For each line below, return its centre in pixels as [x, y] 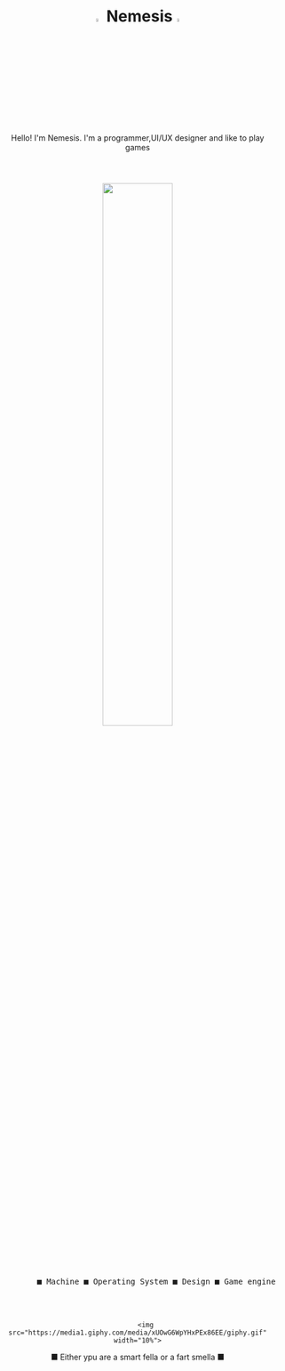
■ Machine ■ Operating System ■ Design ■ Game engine [156, 1281]
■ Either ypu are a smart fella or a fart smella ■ [138, 1357]
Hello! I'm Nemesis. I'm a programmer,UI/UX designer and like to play [138, 138]
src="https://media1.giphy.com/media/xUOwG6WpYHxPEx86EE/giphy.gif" [138, 1333]
